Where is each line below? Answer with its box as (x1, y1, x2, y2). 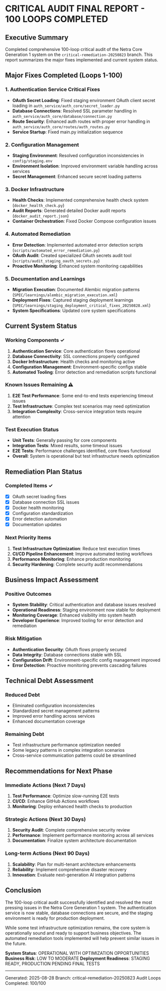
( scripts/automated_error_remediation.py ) (12, 247, 100, 253)
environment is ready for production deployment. (5, 915, 105, 921)
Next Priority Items (5, 534, 52, 541)
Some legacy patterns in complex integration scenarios (12, 747, 125, 753)
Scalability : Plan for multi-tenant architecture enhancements (12, 861, 136, 867)
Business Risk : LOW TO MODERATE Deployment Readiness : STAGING (5, 955, 150, 961)
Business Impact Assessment (5, 575, 99, 584)
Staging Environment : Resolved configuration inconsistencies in (12, 152, 144, 158)
